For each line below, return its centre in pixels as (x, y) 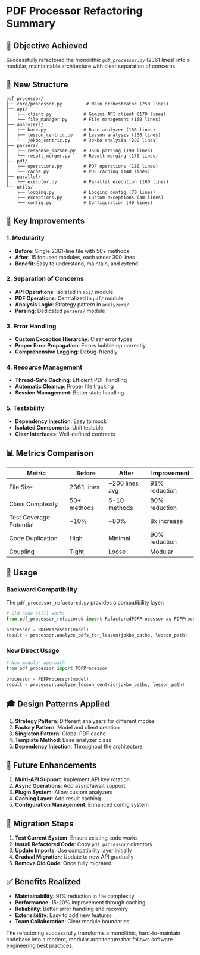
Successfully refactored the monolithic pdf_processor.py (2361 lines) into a (98, 60)
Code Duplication (33, 538)
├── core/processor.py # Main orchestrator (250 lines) (87, 104)
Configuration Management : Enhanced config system (82, 805)
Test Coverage (30, 517)
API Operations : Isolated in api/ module (64, 292)
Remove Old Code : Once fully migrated (63, 863)
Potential (21, 525)
